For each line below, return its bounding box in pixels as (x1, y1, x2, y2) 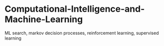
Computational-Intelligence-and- (4, 3, 145, 15)
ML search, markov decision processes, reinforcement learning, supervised (4, 30, 159, 36)
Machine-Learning (4, 14, 83, 25)
